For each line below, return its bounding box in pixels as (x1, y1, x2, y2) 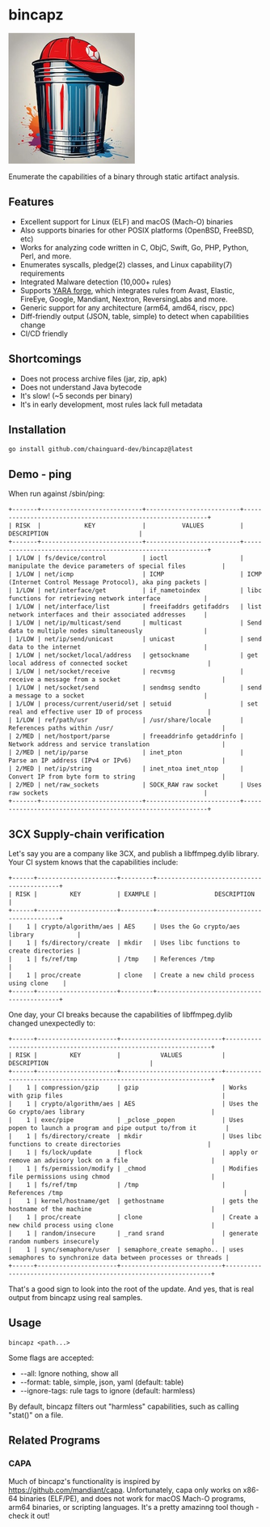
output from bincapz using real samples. (8, 1293, 143, 1302)
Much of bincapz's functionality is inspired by (8, 1476, 160, 1486)
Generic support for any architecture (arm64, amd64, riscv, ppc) (19, 302, 235, 313)
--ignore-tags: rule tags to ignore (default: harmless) (19, 1385, 196, 1395)
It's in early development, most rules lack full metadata (19, 399, 204, 409)
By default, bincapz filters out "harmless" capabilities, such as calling (8, 1401, 239, 1411)
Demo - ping (8, 467, 72, 481)
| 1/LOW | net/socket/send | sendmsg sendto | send (8, 684, 263, 692)
